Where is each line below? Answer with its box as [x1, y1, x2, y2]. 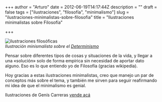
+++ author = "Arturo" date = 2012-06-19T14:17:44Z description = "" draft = [5, 4, 157, 10]
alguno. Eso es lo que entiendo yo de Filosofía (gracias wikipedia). [5, 63, 138, 69]
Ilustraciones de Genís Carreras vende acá [5, 92, 91, 98]
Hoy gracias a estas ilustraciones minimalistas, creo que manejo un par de [5, 73, 154, 78]
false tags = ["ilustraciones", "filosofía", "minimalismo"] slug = [5, 9, 129, 15]
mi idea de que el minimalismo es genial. [5, 83, 87, 88]
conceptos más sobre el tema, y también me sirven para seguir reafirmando [5, 77, 157, 83]
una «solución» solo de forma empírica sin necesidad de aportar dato [5, 58, 144, 63]
